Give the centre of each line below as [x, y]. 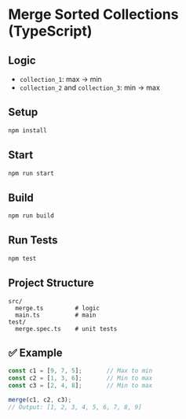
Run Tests [33, 241]
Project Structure [51, 283]
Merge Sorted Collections [93, 15]
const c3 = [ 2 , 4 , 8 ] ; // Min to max [80, 386]
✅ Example [35, 352]
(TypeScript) [50, 31]
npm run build [31, 216]
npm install [27, 130]
